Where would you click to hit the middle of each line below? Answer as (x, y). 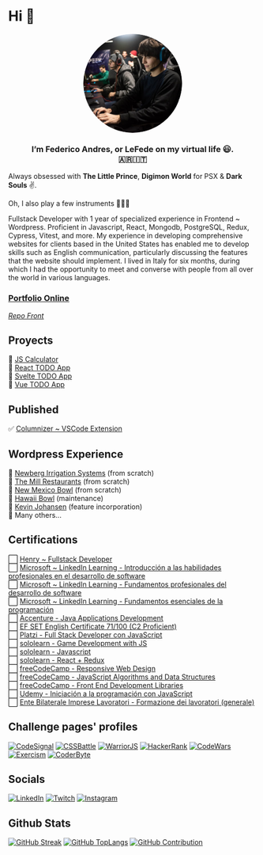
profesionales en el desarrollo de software (77, 576)
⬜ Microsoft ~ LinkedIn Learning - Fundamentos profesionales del (117, 584)
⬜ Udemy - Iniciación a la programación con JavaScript (101, 693)
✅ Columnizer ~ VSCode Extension (65, 429)
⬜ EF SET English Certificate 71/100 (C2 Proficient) (93, 626)
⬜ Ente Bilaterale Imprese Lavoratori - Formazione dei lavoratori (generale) (131, 702)
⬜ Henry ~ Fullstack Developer (60, 559)
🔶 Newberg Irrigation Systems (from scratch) (81, 473)
